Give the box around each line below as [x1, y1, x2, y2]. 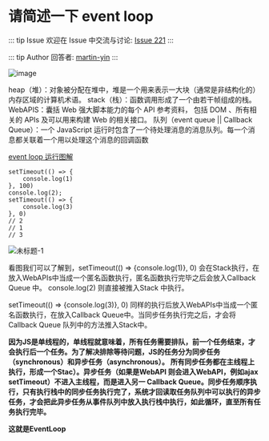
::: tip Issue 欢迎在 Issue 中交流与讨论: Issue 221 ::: [8, 35, 174, 45]
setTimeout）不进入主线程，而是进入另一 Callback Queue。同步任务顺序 [8, 377, 251, 387]
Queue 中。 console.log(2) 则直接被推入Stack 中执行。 [8, 283, 189, 292]
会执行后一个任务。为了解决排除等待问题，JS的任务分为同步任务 [8, 347, 221, 356]
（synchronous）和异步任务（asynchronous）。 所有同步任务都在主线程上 [8, 357, 255, 367]
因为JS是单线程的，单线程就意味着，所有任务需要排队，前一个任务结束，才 [8, 337, 256, 347]
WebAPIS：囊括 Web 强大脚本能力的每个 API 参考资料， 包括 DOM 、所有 [8, 105, 250, 114]
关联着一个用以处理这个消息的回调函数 [22, 134, 149, 144]
